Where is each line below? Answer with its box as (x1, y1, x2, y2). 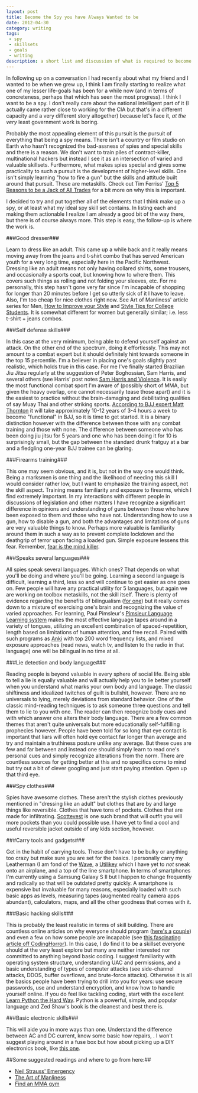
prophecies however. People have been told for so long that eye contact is (6, 726, 187, 734)
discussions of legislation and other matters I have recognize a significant (6, 499, 186, 506)
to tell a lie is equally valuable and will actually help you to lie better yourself (6, 676, 191, 683)
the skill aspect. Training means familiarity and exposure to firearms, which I (6, 486, 192, 494)
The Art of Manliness (14, 1073, 66, 1081)
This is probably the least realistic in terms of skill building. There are (6, 921, 174, 928)
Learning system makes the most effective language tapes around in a (6, 616, 177, 623)
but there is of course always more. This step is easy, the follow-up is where (6, 216, 192, 223)
